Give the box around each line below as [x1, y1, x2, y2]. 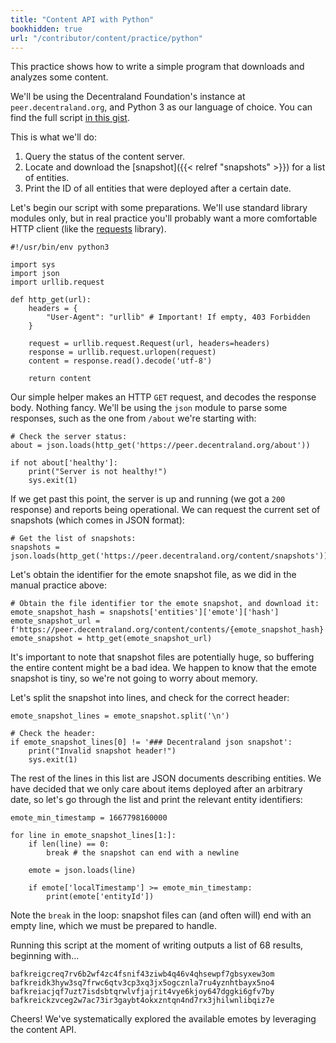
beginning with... [10, 950, 80, 962]
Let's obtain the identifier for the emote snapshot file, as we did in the [10, 569, 297, 581]
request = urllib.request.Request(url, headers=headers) [28, 339, 271, 349]
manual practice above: [10, 579, 107, 591]
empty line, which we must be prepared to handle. [10, 920, 218, 932]
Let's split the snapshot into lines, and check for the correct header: [10, 692, 290, 704]
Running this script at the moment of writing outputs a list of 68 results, [10, 939, 304, 951]
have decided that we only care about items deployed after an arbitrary [10, 783, 303, 795]
